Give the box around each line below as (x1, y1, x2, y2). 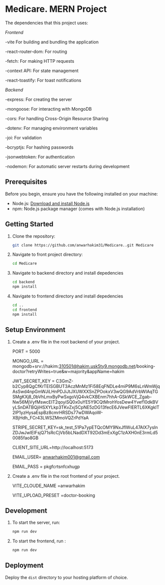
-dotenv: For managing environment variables (5, 125, 98, 131)
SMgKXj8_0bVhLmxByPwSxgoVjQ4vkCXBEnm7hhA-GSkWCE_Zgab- (12, 394, 152, 400)
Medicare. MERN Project (5, 3, 107, 15)
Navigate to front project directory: (12, 251, 83, 257)
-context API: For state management (5, 68, 79, 74)
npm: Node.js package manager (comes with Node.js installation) (12, 206, 145, 211)
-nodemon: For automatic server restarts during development (5, 163, 130, 169)
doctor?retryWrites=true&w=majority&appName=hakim (12, 368, 125, 374)
